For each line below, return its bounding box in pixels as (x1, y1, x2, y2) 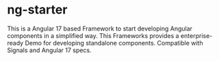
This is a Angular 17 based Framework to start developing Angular (7, 24, 193, 33)
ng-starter (7, 2, 68, 18)
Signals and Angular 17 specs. (7, 46, 92, 54)
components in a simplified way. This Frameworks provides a (7, 31, 179, 39)
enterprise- (180, 31, 213, 39)
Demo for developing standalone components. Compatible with (25, 39, 203, 47)
